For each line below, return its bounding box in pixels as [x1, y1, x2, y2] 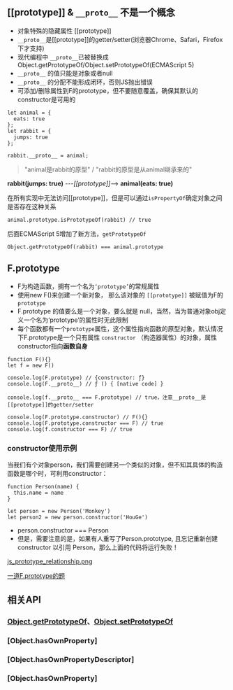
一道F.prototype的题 [7, 571, 66, 579]
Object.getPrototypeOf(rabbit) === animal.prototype [7, 244, 164, 251]
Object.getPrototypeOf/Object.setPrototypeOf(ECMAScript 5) [17, 60, 195, 69]
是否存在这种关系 [7, 202, 57, 211]
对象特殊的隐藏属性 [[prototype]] [17, 27, 112, 35]
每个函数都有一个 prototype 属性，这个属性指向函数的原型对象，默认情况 [17, 324, 223, 332]
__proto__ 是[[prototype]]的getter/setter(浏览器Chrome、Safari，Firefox [17, 35, 223, 43]
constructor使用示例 [7, 443, 77, 453]
